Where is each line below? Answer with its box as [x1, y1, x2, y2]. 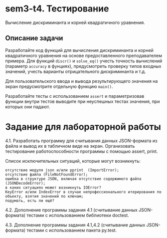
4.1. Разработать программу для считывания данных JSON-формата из [5, 138, 158, 144]
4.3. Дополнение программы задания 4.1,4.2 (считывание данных [5, 222, 146, 228]
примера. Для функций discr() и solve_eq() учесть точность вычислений [5, 58, 163, 64]
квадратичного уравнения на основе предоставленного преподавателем [5, 52, 163, 58]
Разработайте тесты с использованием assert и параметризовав [5, 93, 145, 99]
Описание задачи [5, 34, 63, 42]
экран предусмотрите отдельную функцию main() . [5, 83, 113, 89]
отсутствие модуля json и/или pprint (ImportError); [5, 168, 120, 173]
